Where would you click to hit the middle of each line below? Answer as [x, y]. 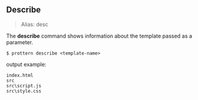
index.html [20, 75]
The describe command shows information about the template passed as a [99, 36]
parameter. [20, 42]
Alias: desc [34, 24]
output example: [26, 64]
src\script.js [24, 86]
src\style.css [24, 91]
